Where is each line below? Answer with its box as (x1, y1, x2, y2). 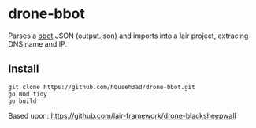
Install (8, 62, 39, 76)
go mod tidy (8, 90, 47, 98)
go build (8, 96, 37, 105)
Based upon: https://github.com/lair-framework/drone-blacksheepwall (8, 111, 236, 120)
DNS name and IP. (8, 39, 67, 48)
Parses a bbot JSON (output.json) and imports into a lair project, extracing (8, 31, 249, 40)
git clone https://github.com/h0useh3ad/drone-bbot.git (8, 83, 195, 91)
